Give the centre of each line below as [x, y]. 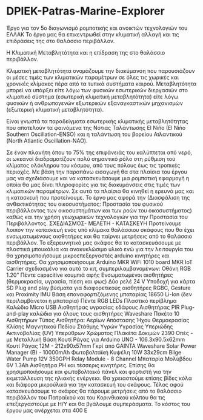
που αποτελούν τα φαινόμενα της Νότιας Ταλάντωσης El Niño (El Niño [96, 127]
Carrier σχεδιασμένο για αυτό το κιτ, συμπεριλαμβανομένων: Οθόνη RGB [98, 268]
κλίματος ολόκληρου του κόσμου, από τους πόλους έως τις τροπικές [93, 165]
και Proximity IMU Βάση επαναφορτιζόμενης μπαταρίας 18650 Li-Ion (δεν [99, 294]
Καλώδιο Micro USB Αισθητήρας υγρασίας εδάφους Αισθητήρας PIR [93, 307]
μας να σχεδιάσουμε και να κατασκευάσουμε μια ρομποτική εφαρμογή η [98, 178]
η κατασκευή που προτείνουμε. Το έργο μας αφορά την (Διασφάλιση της [98, 197]
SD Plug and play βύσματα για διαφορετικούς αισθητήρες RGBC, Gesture [98, 288]
